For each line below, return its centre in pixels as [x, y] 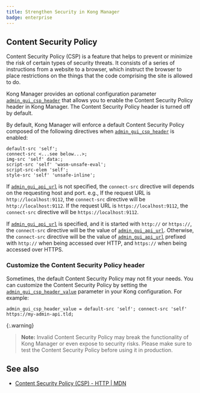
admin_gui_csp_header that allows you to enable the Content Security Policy [100, 100]
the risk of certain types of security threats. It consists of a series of [91, 63]
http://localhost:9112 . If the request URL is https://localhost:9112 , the [97, 206]
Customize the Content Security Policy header [76, 265]
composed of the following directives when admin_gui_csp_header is [90, 131]
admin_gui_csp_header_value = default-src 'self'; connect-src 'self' [97, 309]
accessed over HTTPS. [35, 250]
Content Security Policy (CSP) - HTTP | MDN [70, 383]
